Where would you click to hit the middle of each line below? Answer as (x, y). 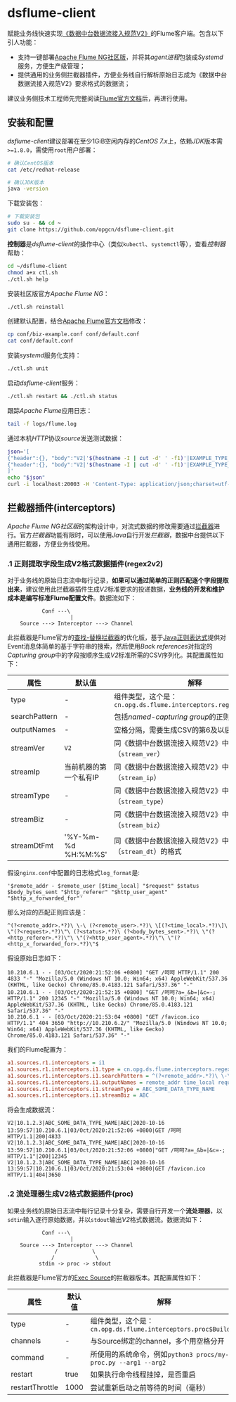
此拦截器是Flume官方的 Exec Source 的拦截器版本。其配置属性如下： (105, 1277)
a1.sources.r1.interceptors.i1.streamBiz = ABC (78, 1095)
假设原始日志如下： (35, 958)
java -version (28, 189)
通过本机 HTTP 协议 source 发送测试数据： (66, 438)
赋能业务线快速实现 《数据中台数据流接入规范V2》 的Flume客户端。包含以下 (116, 33)
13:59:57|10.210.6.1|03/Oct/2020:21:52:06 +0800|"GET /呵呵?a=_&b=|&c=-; (117, 1151)
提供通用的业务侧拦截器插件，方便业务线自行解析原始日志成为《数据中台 (122, 75)
